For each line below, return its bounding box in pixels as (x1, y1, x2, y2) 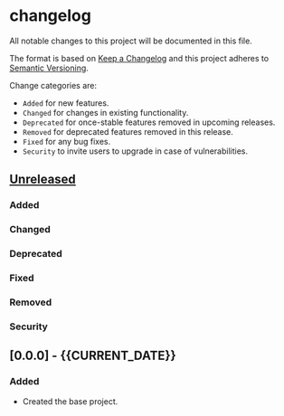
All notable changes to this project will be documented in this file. (9, 35, 253, 46)
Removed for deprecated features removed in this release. (22, 126, 233, 137)
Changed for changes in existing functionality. (22, 107, 189, 118)
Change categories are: (9, 80, 98, 90)
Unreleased (9, 172, 77, 187)
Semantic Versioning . (9, 62, 89, 73)
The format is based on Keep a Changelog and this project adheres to (9, 52, 270, 63)
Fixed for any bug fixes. (22, 136, 111, 147)
